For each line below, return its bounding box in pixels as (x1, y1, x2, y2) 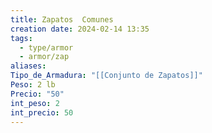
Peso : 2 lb (10, 80, 56, 90)
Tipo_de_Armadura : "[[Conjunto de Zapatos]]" (10, 71, 203, 81)
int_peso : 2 (10, 98, 60, 108)
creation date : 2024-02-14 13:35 (10, 24, 150, 34)
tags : (10, 33, 33, 43)
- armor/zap (19, 52, 70, 62)
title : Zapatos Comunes (10, 14, 114, 25)
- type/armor (19, 42, 74, 53)
